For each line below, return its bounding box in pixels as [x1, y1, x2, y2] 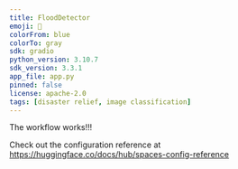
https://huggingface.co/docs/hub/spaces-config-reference [9, 149, 230, 160]
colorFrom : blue [9, 30, 70, 39]
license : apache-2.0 [9, 89, 87, 98]
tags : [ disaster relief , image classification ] [9, 97, 192, 107]
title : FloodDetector [9, 13, 91, 23]
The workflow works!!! [9, 122, 93, 133]
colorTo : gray [9, 38, 63, 48]
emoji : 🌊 [9, 22, 42, 31]
